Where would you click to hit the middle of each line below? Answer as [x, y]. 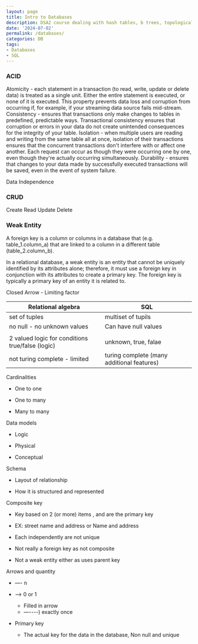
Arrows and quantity [31, 571]
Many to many [32, 411]
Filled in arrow [41, 606]
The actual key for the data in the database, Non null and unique [101, 635]
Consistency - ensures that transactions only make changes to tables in [93, 114]
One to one [28, 388]
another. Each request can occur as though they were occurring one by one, [99, 152]
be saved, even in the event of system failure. [61, 170]
